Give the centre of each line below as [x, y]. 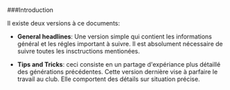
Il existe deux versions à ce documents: [63, 23]
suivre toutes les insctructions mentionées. [79, 51]
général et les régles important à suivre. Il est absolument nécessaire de [120, 44]
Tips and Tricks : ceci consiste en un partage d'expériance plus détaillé [119, 64]
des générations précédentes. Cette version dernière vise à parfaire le [117, 72]
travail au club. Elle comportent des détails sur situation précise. [108, 79]
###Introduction [30, 10]
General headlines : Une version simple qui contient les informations [115, 36]
